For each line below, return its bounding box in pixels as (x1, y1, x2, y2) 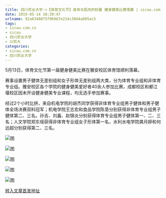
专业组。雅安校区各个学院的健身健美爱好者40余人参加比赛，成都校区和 (5, 84, 149, 90)
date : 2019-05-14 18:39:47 (5, 12, 61, 17)
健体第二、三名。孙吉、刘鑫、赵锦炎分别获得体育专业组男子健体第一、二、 (5, 113, 157, 119)
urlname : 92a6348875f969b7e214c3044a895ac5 (5, 16, 96, 21)
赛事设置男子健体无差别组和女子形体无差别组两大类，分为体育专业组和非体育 (5, 77, 161, 84)
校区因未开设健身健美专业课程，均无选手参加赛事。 (9, 90, 114, 96)
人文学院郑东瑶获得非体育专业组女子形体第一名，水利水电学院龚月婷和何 (13, 119, 161, 125)
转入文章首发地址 (5, 188, 40, 194)
